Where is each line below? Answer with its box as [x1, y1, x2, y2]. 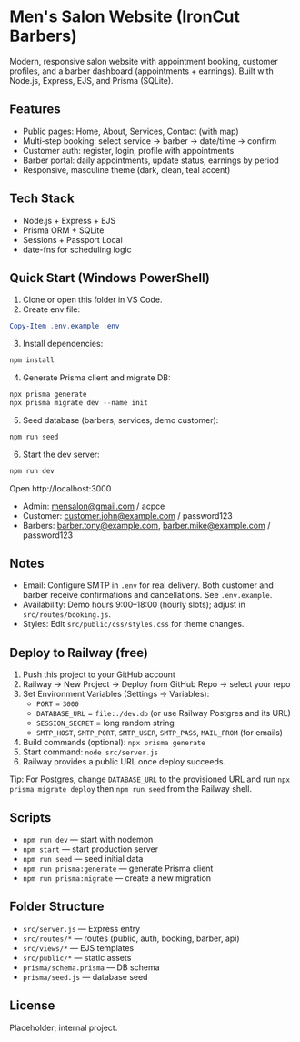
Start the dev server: [22, 449, 100, 460]
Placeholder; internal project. [9, 1022, 118, 1033]
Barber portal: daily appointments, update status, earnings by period [22, 155, 279, 166]
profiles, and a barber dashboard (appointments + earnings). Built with [9, 66, 275, 76]
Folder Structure [9, 899, 105, 915]
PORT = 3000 [35, 698, 80, 709]
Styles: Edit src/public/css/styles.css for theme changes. [22, 619, 245, 630]
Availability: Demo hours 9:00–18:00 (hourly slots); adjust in [22, 599, 245, 611]
